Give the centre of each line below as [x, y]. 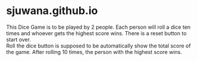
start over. [19, 39]
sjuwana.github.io [52, 11]
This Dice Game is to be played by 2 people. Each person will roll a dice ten [98, 27]
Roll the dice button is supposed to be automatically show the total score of [98, 46]
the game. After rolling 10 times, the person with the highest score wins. [94, 52]
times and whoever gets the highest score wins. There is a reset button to [96, 33]
